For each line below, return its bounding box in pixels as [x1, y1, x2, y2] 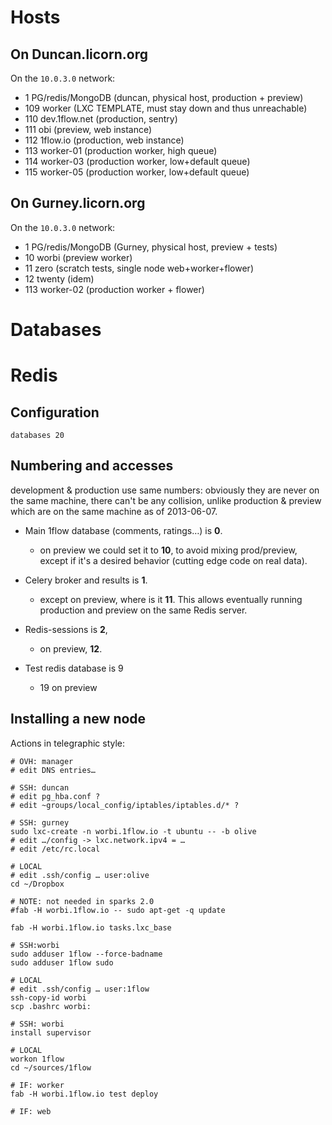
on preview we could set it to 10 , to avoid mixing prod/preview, [39, 544, 298, 556]
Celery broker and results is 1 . [24, 574, 148, 586]
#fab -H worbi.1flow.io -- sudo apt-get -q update [10, 905, 226, 915]
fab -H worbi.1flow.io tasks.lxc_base [10, 922, 172, 933]
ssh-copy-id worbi [10, 992, 87, 1003]
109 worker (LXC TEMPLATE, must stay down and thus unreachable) [24, 102, 308, 114]
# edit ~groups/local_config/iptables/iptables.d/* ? [10, 800, 240, 810]
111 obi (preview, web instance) [24, 124, 153, 135]
